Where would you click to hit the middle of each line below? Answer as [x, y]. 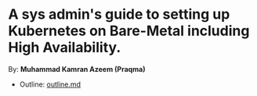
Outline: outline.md [50, 84]
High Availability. [65, 48]
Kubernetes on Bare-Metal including [129, 31]
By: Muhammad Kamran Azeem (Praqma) [77, 69]
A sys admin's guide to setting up [119, 14]
